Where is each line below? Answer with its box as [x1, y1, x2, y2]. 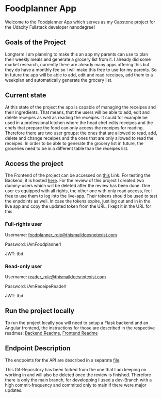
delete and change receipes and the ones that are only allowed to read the [5, 135, 154, 141]
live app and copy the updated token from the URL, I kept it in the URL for [5, 203, 152, 209]
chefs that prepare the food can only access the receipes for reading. [5, 125, 144, 130]
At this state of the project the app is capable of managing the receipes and [5, 104, 156, 110]
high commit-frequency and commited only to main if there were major [5, 382, 146, 388]
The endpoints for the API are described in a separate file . [5, 357, 121, 363]
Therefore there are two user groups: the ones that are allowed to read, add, [5, 130, 158, 136]
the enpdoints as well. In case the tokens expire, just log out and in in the [5, 198, 150, 204]
